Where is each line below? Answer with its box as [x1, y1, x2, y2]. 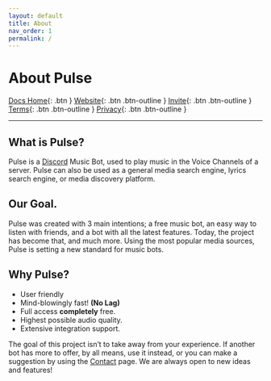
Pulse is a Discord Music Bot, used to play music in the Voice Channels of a [8, 157, 259, 166]
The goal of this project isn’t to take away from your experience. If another [8, 339, 256, 349]
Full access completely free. [19, 306, 116, 316]
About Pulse [8, 69, 93, 87]
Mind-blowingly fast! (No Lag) [19, 298, 120, 308]
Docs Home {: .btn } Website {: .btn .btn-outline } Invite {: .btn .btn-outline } [8, 96, 252, 106]
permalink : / [8, 34, 52, 43]
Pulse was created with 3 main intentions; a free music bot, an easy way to [8, 219, 256, 228]
